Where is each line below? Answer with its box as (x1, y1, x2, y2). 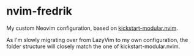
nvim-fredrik (6, 4, 72, 18)
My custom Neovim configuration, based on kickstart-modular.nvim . (6, 24, 179, 32)
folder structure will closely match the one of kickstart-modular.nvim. (6, 43, 181, 50)
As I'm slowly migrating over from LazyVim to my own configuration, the (6, 36, 188, 43)
